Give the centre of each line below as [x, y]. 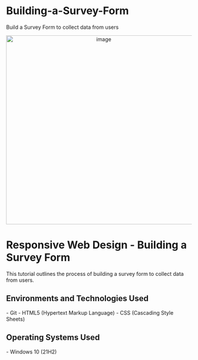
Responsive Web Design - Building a [97, 245]
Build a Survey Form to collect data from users [62, 27]
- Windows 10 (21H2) [32, 352]
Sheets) [16, 319]
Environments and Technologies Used [77, 299]
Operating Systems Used [53, 337]
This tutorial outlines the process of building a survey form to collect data [95, 274]
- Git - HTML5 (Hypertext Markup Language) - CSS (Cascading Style [90, 312]
